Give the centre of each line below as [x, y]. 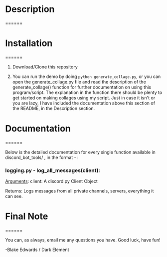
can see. [14, 196]
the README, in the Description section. [54, 108]
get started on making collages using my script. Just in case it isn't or [84, 97]
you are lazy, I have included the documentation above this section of [84, 103]
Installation [29, 43]
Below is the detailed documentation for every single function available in [81, 152]
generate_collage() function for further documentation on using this [82, 87]
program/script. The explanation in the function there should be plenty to [87, 92]
